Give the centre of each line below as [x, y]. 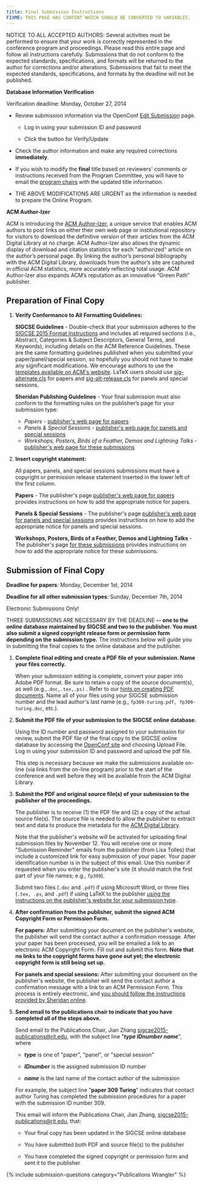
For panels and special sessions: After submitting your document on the [106, 975]
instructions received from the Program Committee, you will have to [99, 175]
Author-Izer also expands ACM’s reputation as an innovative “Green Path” [98, 275]
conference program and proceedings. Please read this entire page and [96, 48]
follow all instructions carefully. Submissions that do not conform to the [95, 54]
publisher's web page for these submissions [79, 447]
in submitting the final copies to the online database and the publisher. [94, 646]
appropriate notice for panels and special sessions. [79, 526]
